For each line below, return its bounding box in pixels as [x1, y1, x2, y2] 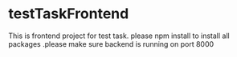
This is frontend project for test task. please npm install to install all [8, 31, 231, 40]
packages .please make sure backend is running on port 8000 [8, 39, 215, 48]
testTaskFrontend [8, 5, 129, 23]
